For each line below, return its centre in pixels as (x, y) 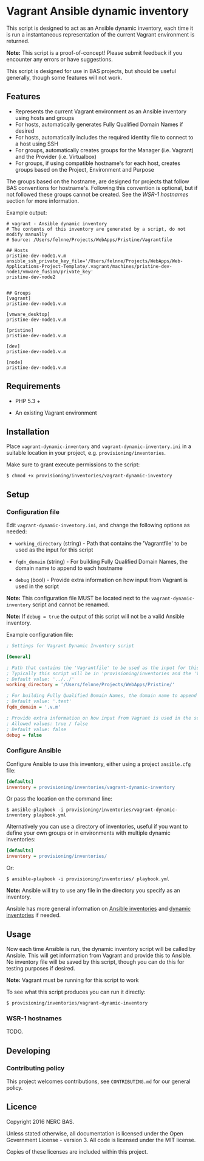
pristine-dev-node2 (31, 277)
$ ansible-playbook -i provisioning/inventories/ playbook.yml (88, 879)
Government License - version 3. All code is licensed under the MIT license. (101, 1140)
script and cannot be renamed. (71, 605)
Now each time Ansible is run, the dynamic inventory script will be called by (101, 949)
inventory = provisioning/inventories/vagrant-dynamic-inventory (90, 787)
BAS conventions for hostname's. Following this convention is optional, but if (102, 188)
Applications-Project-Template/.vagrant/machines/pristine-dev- (89, 266)
